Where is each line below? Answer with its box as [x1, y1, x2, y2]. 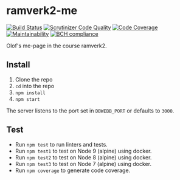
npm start [15, 96, 41, 102]
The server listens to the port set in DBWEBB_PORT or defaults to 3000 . [6, 107, 175, 114]
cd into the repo [15, 82, 55, 89]
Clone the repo [15, 75, 53, 83]
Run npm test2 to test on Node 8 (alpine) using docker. [15, 153, 152, 161]
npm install [15, 89, 46, 96]
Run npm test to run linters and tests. [15, 140, 108, 148]
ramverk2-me [6, 4, 78, 18]
